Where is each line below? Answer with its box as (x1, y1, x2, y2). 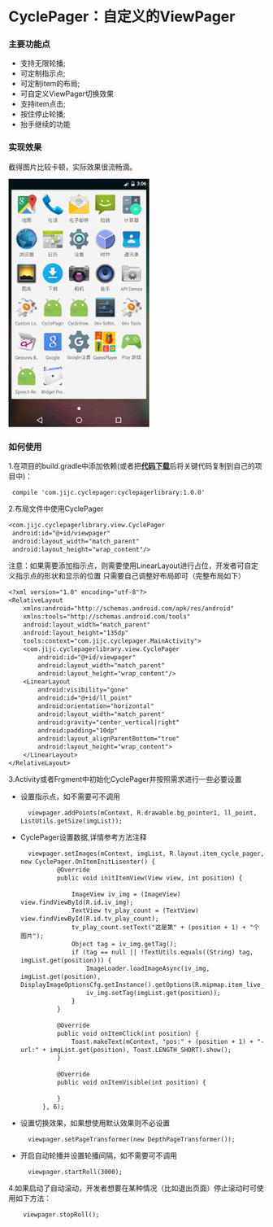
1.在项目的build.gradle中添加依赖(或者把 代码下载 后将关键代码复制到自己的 (8, 461, 255, 471)
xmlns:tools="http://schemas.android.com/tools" (23, 613, 191, 621)
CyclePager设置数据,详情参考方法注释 (19, 832, 148, 842)
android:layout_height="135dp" (23, 629, 129, 637)
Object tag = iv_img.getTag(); (71, 941, 177, 949)
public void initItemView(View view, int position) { (56, 874, 243, 883)
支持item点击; (19, 99, 67, 109)
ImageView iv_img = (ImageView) (71, 890, 181, 899)
